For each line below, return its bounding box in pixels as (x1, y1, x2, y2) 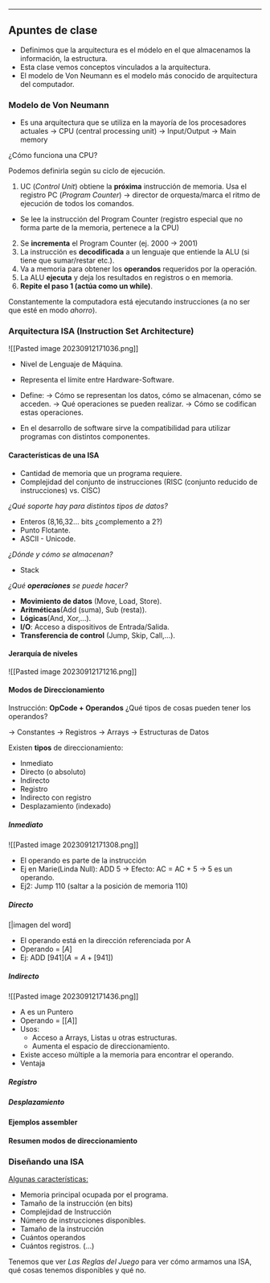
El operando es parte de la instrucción (19, 855, 147, 865)
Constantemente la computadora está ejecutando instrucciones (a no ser (8, 297, 251, 307)
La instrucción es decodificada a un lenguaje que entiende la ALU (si (19, 247, 250, 257)
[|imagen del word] (8, 920, 72, 929)
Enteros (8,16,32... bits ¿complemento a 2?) (19, 516, 163, 526)
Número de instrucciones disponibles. (19, 1215, 146, 1225)
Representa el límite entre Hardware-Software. (19, 375, 174, 385)
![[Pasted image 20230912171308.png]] (8, 839, 139, 850)
